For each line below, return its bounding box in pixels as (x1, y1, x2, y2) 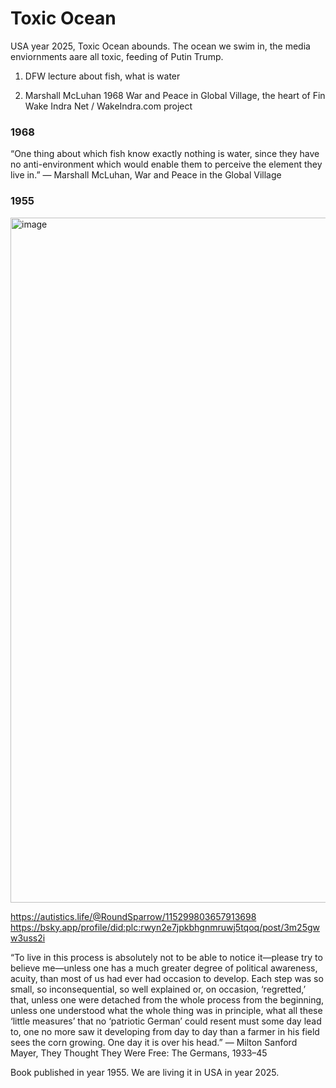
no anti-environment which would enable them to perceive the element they (10, 158, 323, 171)
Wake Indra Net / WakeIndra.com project (24, 100, 193, 112)
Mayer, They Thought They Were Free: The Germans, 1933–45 (10, 1047, 268, 1059)
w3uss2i (10, 932, 46, 944)
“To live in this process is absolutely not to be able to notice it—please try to (10, 951, 323, 963)
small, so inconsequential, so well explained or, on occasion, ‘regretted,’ (10, 983, 307, 995)
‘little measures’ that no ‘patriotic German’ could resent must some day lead (10, 1015, 322, 1027)
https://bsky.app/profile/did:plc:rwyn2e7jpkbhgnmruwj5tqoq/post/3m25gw (10, 921, 320, 933)
